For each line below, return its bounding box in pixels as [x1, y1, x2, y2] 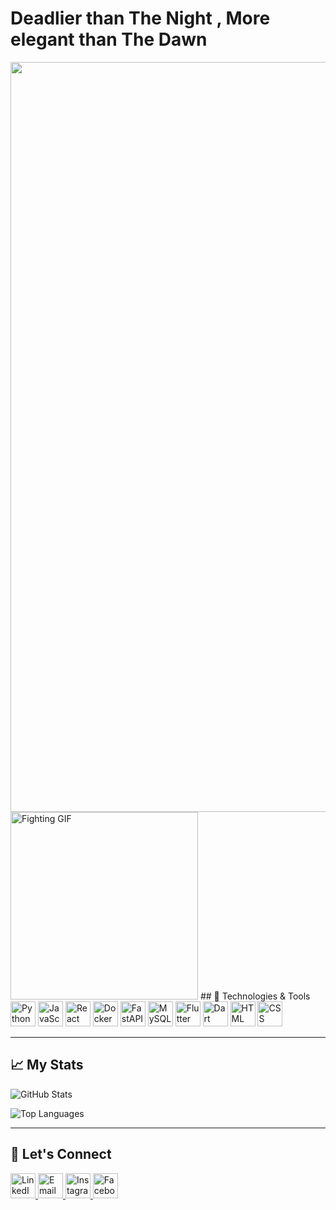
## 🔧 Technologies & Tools [199, 990, 311, 1002]
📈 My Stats [10, 1057, 84, 1074]
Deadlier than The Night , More [10, 7, 271, 30]
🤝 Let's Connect [10, 1146, 112, 1163]
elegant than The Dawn [10, 28, 208, 51]
